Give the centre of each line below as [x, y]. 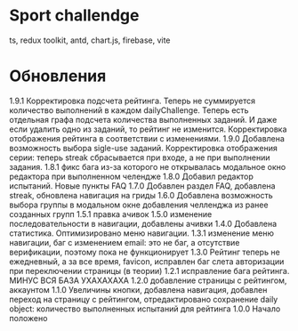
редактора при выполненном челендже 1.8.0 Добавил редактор [131, 176]
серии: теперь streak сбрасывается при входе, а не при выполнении [140, 157]
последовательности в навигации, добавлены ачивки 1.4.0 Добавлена [143, 223]
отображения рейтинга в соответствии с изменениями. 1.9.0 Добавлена [147, 138]
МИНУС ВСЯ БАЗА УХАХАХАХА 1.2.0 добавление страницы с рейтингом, [148, 280]
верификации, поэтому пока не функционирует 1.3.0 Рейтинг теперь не [145, 252]
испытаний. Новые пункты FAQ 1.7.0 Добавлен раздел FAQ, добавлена [142, 186]
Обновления [58, 76]
